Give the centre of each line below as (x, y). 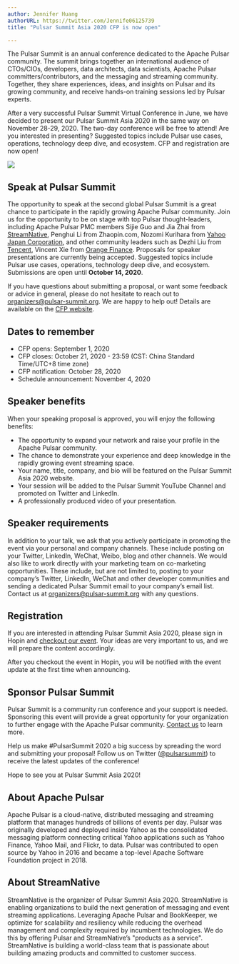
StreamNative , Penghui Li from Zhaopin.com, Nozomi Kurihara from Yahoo (117, 235)
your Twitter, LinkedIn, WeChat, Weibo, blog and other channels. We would (117, 556)
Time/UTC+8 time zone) (53, 364)
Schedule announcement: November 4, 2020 (84, 379)
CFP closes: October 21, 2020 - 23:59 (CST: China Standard (106, 356)
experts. (20, 99)
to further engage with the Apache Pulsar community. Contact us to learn (115, 725)
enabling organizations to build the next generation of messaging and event (118, 907)
